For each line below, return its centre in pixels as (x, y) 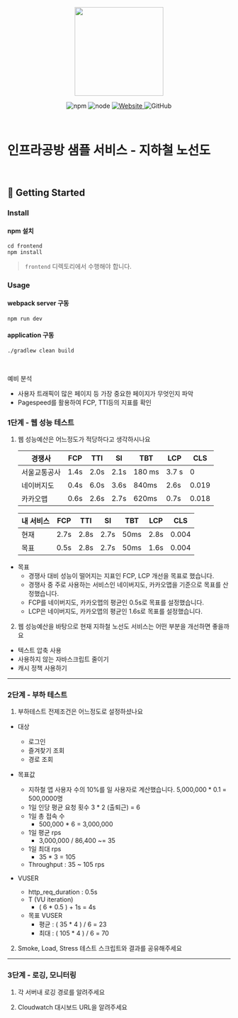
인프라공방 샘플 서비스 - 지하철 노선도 (109, 151)
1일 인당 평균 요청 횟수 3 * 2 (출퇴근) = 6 (84, 807)
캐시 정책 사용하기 (42, 668)
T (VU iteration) (51, 900)
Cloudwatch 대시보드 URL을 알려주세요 (72, 1007)
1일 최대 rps (45, 849)
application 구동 (31, 335)
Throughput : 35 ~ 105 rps (66, 865)
